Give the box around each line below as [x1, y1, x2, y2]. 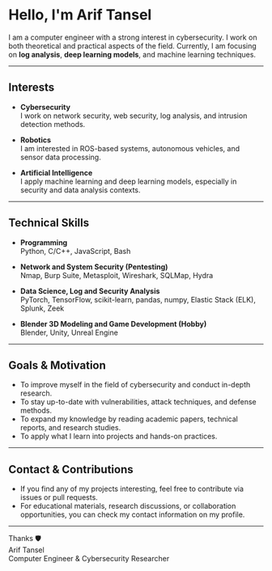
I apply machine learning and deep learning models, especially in [19, 176, 237, 186]
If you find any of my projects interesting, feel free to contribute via [19, 484, 244, 494]
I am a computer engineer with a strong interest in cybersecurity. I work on [8, 32, 257, 42]
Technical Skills [8, 216, 90, 230]
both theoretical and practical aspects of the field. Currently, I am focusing [8, 40, 257, 50]
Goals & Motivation [8, 358, 107, 372]
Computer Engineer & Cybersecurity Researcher [8, 554, 170, 564]
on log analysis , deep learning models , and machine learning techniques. [8, 49, 257, 59]
